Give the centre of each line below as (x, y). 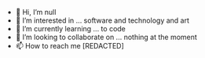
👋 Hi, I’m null (36, 12)
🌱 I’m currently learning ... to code (70, 29)
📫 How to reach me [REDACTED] (70, 46)
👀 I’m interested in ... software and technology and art (102, 20)
